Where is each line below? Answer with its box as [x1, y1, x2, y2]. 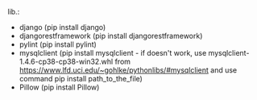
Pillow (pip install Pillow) [19, 82, 100, 92]
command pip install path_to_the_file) [19, 74, 143, 83]
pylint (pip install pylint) [19, 40, 97, 49]
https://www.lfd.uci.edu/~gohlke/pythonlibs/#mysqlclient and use [19, 65, 238, 75]
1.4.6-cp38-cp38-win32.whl [19, 56, 114, 66]
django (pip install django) [19, 23, 106, 31]
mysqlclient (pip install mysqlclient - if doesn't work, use [19, 48, 207, 57]
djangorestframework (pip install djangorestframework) [19, 31, 203, 40]
